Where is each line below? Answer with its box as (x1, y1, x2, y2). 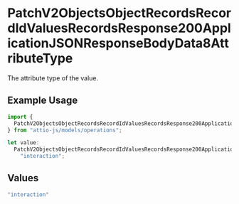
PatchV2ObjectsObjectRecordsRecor (7, 5, 232, 21)
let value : (7, 139, 40, 146)
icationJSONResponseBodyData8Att (7, 36, 229, 51)
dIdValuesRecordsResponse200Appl (7, 20, 231, 36)
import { (7, 113, 33, 120)
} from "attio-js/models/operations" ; (7, 127, 122, 134)
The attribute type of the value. (7, 73, 99, 82)
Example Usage (7, 95, 78, 107)
